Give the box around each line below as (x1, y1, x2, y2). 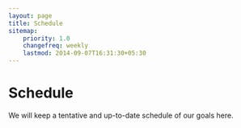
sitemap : (8, 27, 38, 35)
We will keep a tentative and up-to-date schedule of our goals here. (8, 110, 234, 120)
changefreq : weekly (23, 42, 89, 50)
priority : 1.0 (23, 34, 70, 43)
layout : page (8, 11, 53, 20)
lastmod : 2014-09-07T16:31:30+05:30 (23, 49, 147, 57)
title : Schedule (8, 19, 63, 27)
